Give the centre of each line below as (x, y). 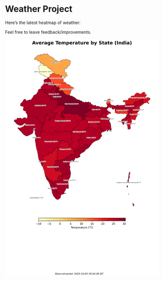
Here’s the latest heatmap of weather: (43, 23)
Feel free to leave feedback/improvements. (48, 32)
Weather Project (39, 9)
